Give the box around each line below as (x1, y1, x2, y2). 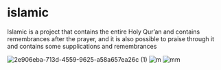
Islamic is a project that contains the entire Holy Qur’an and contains (7, 27, 200, 36)
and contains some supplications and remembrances (7, 42, 157, 50)
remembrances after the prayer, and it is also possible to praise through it (7, 34, 215, 43)
